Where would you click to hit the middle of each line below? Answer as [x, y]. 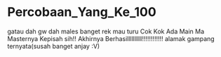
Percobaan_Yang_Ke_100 [82, 12]
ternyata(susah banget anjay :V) [54, 46]
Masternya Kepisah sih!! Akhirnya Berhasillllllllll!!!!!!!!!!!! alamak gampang [111, 38]
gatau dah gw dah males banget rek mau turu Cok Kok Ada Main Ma [106, 31]
